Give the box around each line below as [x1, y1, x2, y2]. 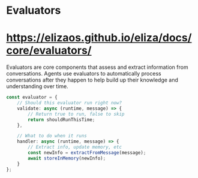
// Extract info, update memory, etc [28, 144, 122, 150]
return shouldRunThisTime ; [28, 116, 95, 123]
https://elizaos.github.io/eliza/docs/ [6, 31, 192, 45]
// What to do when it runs [17, 133, 87, 139]
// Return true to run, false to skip [28, 111, 125, 117]
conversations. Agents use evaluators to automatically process [6, 70, 161, 77]
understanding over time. [6, 83, 68, 90]
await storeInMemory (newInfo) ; [28, 155, 106, 161]
